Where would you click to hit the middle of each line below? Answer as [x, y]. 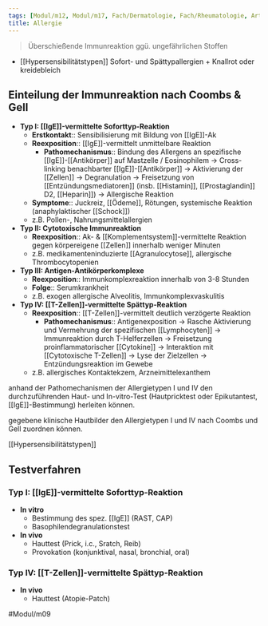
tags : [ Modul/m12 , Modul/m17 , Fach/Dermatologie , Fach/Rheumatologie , [128, 16]
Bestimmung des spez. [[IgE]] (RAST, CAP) [102, 518]
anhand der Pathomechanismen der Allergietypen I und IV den [110, 388]
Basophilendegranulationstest [81, 527]
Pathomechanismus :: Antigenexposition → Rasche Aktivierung [147, 322]
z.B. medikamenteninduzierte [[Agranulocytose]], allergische [132, 254]
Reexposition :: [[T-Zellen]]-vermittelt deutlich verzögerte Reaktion [141, 313]
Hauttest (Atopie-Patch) [71, 599]
